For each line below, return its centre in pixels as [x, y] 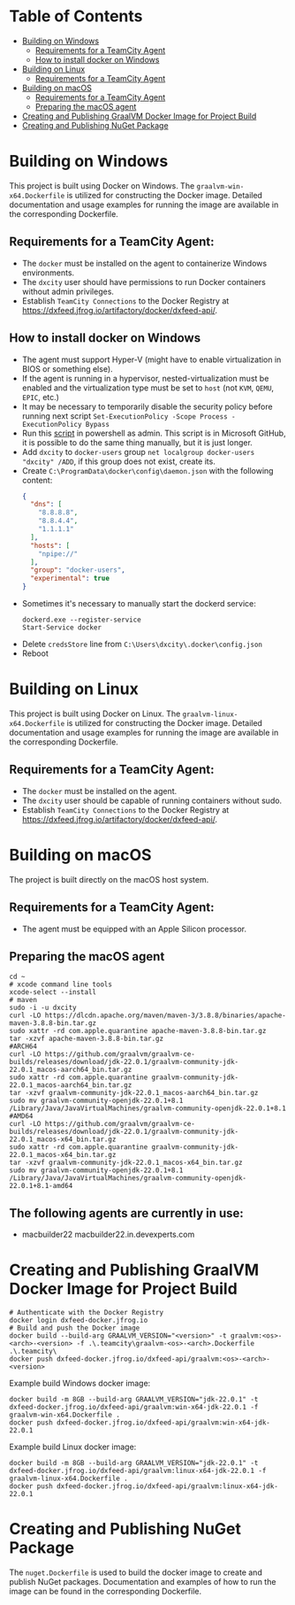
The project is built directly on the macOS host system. [109, 879]
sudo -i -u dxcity [43, 1008]
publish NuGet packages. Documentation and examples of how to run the [143, 1582]
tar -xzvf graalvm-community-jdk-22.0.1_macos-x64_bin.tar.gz [126, 1163]
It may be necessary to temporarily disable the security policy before [147, 406]
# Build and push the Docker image [75, 1328]
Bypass [98, 424]
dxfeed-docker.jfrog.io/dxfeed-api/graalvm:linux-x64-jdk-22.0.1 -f [138, 1471]
